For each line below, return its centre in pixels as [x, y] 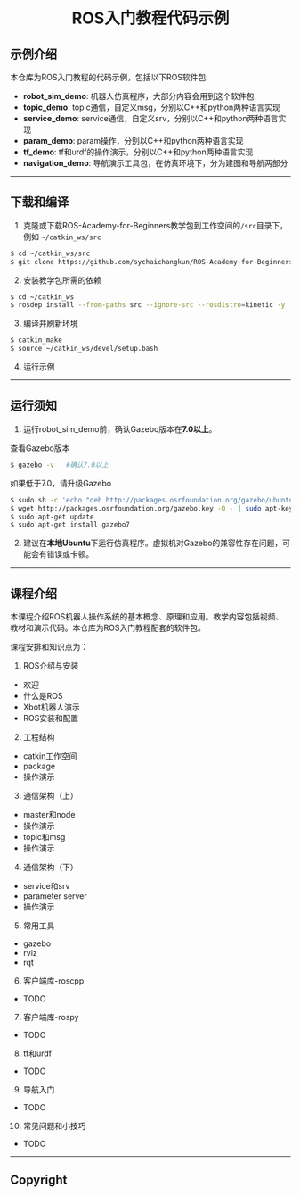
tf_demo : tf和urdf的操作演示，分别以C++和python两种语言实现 [138, 152]
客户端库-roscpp [53, 981]
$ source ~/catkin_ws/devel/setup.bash [84, 349]
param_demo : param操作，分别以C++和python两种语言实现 [133, 141]
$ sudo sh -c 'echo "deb [56, 500]
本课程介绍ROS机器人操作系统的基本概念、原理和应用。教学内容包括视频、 [147, 617]
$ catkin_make [36, 340]
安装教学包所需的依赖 [62, 280]
